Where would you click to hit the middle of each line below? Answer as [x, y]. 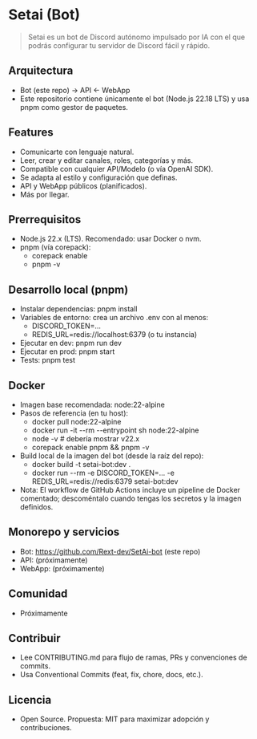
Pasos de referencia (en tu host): [74, 413]
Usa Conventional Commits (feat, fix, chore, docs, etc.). [111, 675]
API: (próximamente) [54, 560]
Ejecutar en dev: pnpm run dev [71, 343]
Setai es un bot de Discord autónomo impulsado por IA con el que [137, 37]
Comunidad [38, 594]
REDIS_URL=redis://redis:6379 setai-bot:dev [105, 481]
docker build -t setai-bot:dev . [81, 464]
